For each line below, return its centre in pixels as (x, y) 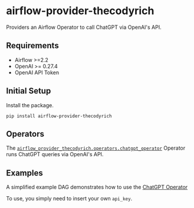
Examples (24, 173)
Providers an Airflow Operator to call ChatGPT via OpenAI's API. (84, 27)
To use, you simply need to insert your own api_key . (69, 199)
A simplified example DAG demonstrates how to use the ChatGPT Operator (97, 187)
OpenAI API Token (37, 72)
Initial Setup (29, 91)
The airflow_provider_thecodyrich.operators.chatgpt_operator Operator (96, 148)
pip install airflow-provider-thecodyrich (59, 116)
